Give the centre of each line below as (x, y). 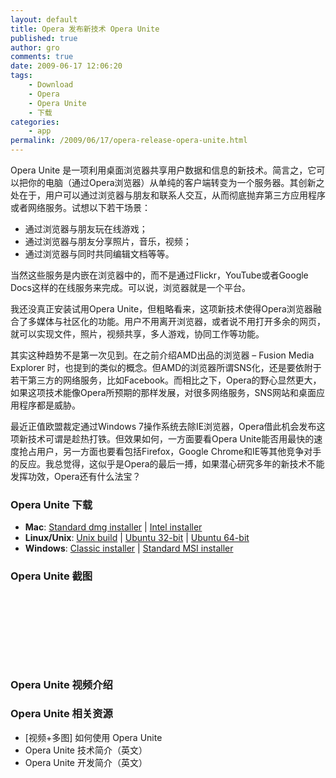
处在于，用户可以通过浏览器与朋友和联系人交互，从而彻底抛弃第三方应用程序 (168, 195)
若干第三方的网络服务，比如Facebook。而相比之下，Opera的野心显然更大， (166, 380)
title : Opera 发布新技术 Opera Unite (85, 29)
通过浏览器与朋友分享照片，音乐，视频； (108, 241)
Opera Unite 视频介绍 (61, 684)
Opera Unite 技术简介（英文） (86, 750)
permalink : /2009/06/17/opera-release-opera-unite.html (129, 141)
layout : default (44, 19)
